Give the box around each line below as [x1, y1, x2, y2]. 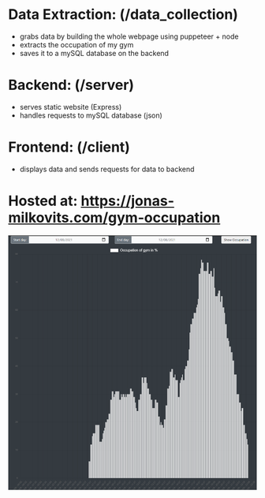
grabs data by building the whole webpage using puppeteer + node [19, 32, 239, 41]
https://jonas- [80, 192, 175, 210]
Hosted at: [8, 192, 78, 210]
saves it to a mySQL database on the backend [19, 48, 170, 58]
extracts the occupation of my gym [19, 39, 134, 49]
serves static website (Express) [19, 102, 122, 111]
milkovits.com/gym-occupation [8, 209, 221, 227]
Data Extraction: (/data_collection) [8, 6, 239, 24]
